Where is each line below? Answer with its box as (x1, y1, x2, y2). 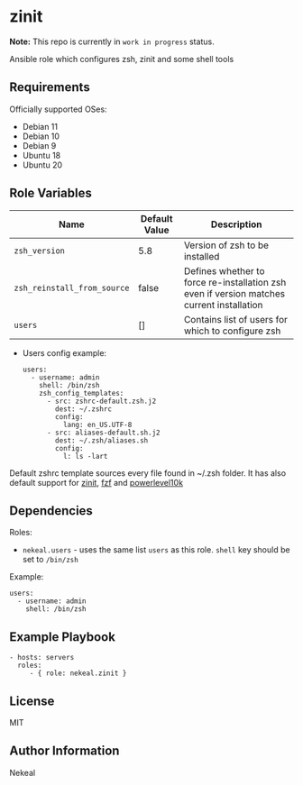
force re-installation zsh (183, 276, 287, 288)
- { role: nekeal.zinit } (29, 669, 127, 678)
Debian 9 (22, 140, 57, 151)
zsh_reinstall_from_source (14, 282, 130, 293)
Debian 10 (22, 131, 60, 141)
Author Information (9, 744, 120, 759)
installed (183, 250, 220, 262)
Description (210, 218, 263, 231)
